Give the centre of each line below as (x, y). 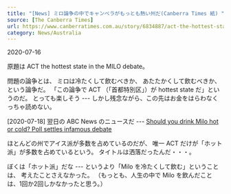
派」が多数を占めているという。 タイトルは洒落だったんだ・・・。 (101, 152)
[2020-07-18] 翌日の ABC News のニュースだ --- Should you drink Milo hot (113, 122)
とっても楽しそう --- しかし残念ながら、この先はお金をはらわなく (125, 98)
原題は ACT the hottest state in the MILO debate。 (78, 67)
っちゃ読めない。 (31, 107)
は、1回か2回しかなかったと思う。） (57, 184)
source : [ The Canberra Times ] (51, 20)
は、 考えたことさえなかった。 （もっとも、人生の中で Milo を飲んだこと (110, 175)
